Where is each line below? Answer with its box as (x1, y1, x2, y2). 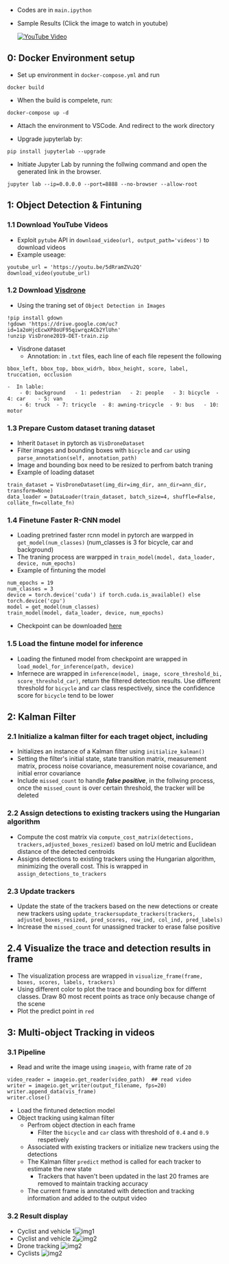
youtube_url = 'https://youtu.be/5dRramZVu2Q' (7, 264, 143, 270)
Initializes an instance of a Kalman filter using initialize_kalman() (16, 747, 206, 756)
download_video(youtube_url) (7, 270, 91, 277)
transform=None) (7, 488, 53, 495)
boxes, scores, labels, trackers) (16, 978, 116, 986)
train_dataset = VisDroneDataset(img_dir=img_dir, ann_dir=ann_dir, (7, 482, 207, 489)
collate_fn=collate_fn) (7, 500, 75, 506)
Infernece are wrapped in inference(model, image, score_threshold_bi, (16, 669, 223, 677)
